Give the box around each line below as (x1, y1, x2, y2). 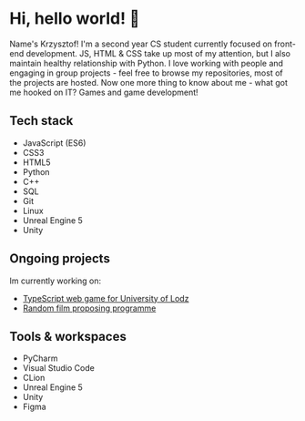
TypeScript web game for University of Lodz (22, 293, 189, 303)
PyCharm (22, 353, 58, 364)
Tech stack (9, 113, 74, 128)
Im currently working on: (9, 275, 102, 286)
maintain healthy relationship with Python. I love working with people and (9, 57, 284, 68)
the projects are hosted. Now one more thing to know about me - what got (9, 77, 289, 87)
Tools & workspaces (9, 328, 127, 344)
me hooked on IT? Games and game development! (9, 87, 198, 98)
